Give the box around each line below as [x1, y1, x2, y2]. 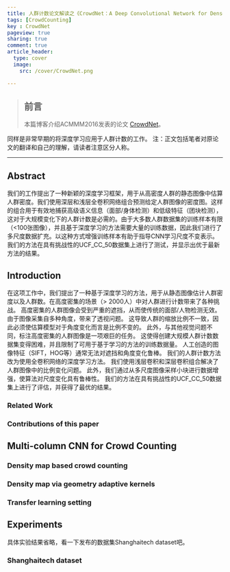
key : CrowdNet [7, 23, 51, 30]
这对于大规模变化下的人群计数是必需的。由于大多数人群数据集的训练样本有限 [7, 215, 223, 223]
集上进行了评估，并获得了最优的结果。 [7, 382, 115, 391]
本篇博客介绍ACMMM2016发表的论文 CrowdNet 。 [23, 120, 165, 128]
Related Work [7, 400, 53, 410]
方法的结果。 [7, 249, 43, 258]
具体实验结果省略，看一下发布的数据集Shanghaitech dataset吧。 [7, 538, 189, 546]
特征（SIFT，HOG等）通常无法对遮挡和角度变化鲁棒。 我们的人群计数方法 [12, 348, 221, 357]
